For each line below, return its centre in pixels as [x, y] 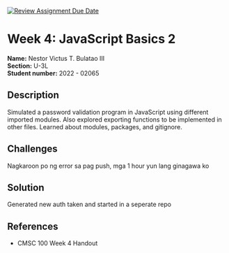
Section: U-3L [28, 66]
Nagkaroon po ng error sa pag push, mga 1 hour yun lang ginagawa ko [108, 166]
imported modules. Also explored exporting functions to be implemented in [115, 120]
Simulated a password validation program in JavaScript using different [108, 112]
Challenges [32, 149]
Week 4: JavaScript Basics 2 [92, 39]
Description [33, 95]
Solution [26, 188]
